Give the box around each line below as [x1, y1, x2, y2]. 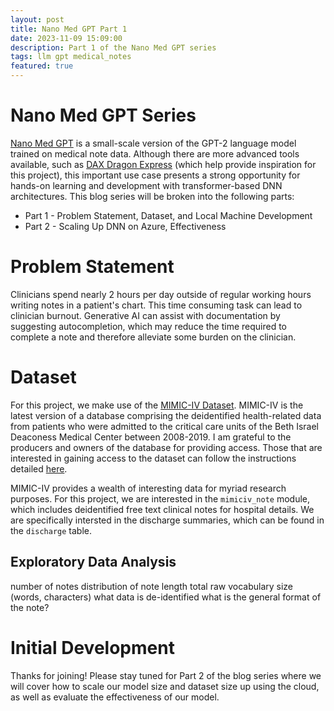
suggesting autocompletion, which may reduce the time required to [10, 320, 288, 332]
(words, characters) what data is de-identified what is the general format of [10, 591, 322, 603]
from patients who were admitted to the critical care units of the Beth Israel [10, 420, 320, 432]
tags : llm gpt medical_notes [10, 52, 132, 62]
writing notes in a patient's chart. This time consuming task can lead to [10, 299, 303, 311]
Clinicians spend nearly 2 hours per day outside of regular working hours [10, 288, 312, 300]
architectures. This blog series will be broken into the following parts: [10, 190, 295, 202]
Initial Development [10, 636, 175, 659]
